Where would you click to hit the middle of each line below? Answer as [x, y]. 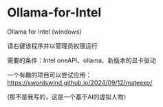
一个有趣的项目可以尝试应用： [49, 75]
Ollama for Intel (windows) [44, 32]
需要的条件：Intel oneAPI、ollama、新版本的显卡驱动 [81, 60]
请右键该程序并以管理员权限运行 [52, 45]
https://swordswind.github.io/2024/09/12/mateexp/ [80, 82]
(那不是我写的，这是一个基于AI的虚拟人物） [68, 97]
